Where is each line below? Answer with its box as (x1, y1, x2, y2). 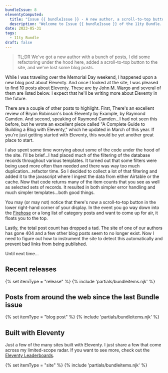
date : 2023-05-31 (5, 26, 41, 31)
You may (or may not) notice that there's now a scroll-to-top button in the (5, 199, 156, 205)
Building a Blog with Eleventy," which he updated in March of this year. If (5, 126, 154, 132)
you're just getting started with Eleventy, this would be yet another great (5, 131, 154, 138)
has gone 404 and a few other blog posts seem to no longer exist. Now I (5, 230, 154, 236)
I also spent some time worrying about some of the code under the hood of (5, 146, 160, 153)
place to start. (5, 137, 34, 143)
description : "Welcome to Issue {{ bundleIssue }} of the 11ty (9, 21, 144, 27)
